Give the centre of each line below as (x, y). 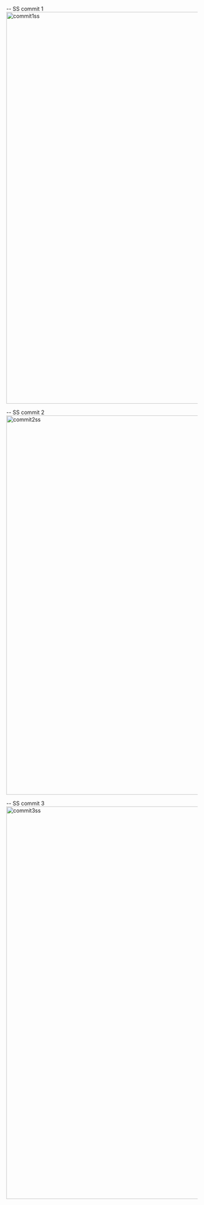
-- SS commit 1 (25, 9)
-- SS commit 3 (25, 803)
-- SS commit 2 (25, 412)
